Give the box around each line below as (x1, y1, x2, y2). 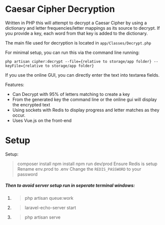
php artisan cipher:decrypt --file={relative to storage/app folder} (5, 59, 152, 64)
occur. (12, 112, 26, 118)
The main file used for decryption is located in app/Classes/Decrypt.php (5, 40, 152, 45)
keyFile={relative (5, 63, 43, 68)
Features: (5, 82, 25, 88)
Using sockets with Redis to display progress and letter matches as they (12, 107, 160, 113)
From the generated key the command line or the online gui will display (12, 96, 157, 102)
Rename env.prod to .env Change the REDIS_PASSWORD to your (17, 166, 141, 172)
